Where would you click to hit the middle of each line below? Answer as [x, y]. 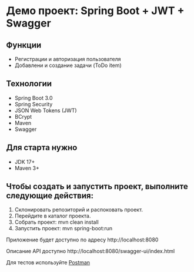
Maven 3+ [27, 168]
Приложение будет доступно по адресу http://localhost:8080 [82, 240]
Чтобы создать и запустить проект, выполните [97, 187]
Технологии [29, 84]
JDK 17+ [25, 162]
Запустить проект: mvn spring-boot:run [63, 229]
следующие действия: [50, 196]
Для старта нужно [42, 148]
